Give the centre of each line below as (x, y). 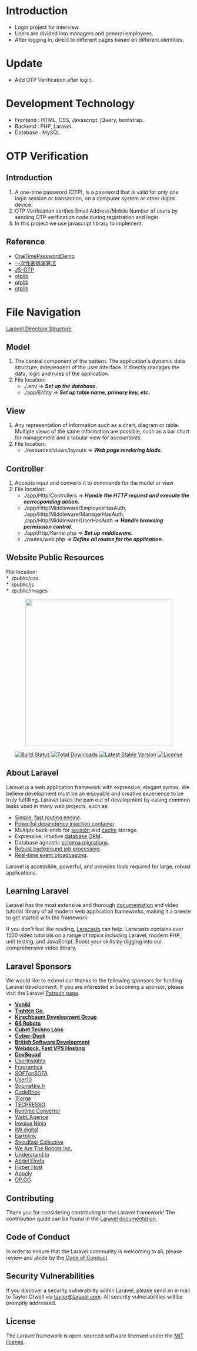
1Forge (23, 1098)
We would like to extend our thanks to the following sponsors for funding (94, 981)
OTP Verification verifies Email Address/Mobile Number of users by (96, 211)
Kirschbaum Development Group (56, 1017)
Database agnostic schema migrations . (62, 842)
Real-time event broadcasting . (51, 855)
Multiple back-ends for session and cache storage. (76, 830)
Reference (26, 242)
